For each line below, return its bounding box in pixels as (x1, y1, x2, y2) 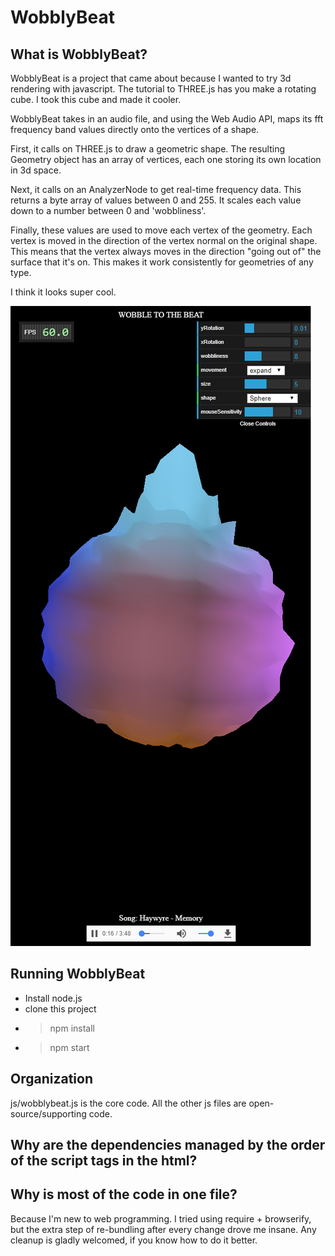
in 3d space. (10, 164, 62, 176)
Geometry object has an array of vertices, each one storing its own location (10, 154, 322, 165)
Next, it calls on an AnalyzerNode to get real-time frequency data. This (10, 184, 302, 195)
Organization (10, 1071, 93, 1088)
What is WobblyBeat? (10, 46, 148, 63)
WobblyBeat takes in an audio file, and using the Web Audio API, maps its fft (10, 113, 324, 125)
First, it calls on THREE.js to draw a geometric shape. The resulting (10, 143, 286, 155)
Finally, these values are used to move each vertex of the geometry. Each (10, 224, 313, 236)
